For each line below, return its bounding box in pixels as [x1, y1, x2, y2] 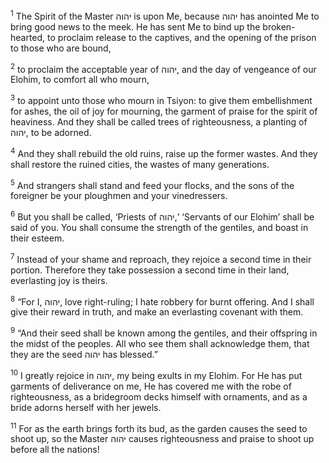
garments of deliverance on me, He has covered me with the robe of [10, 380, 292, 392]
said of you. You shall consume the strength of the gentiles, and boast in [10, 221, 309, 233]
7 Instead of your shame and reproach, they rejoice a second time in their [10, 251, 312, 265]
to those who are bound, [10, 42, 112, 54]
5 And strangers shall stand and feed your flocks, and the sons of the [10, 177, 295, 191]
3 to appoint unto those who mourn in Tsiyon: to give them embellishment [10, 93, 313, 106]
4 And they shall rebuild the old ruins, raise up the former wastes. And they [10, 145, 318, 159]
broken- [262, 20, 296, 33]
